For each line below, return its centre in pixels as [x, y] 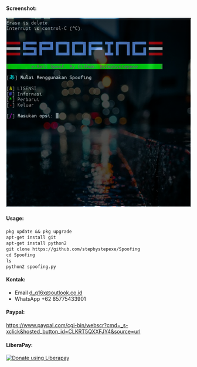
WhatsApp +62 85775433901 [50, 298]
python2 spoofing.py [31, 267]
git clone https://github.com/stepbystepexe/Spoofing [73, 249]
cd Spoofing [21, 255]
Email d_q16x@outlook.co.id [48, 293]
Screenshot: [21, 8]
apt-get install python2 [36, 243]
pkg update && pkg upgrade [39, 232]
